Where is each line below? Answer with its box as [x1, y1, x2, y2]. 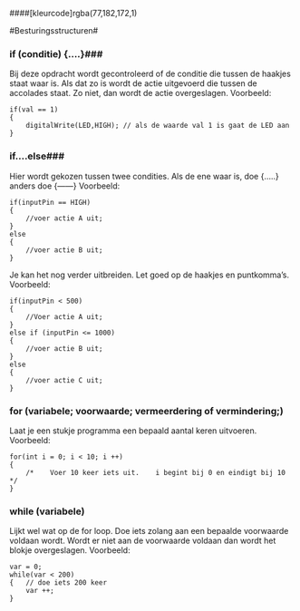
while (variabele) [9, 505, 85, 518]
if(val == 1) [9, 105, 59, 114]
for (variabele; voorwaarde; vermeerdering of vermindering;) [9, 404, 284, 417]
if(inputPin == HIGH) [9, 198, 92, 207]
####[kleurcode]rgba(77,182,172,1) [9, 8, 138, 18]
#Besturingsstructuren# [9, 25, 99, 35]
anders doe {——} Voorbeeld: [9, 180, 121, 191]
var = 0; [9, 562, 43, 572]
